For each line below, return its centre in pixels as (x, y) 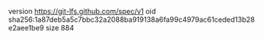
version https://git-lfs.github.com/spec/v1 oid (82, 11)
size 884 (60, 28)
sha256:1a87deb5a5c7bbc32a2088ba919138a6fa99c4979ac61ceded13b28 (132, 19)
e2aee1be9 (26, 28)
